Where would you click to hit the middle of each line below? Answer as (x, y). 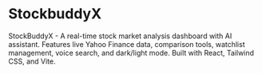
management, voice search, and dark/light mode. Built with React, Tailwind (131, 53)
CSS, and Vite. (32, 61)
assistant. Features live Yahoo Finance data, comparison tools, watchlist (127, 44)
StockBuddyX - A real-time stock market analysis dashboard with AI (120, 36)
